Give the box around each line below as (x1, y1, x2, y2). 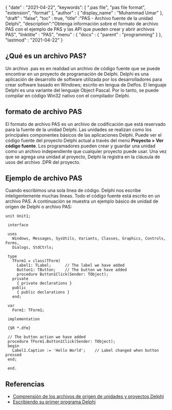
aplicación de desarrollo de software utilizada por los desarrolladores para (5, 76, 162, 82)
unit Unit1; (5, 213, 31, 219)
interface (7, 223, 29, 228)
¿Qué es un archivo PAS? (5, 52, 87, 60)
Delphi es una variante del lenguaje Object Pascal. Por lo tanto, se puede (5, 87, 159, 93)
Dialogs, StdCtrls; (12, 245, 54, 250)
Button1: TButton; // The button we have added (16, 267, 127, 273)
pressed (5, 353, 22, 358)
